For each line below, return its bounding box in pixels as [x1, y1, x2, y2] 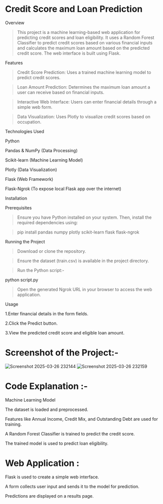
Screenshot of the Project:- [5, 347, 119, 358]
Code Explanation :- [5, 381, 88, 392]
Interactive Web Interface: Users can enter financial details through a [17, 99, 157, 104]
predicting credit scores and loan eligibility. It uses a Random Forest [17, 34, 155, 40]
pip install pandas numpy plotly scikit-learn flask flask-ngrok [17, 229, 139, 235]
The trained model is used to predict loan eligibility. [5, 440, 109, 446]
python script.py [5, 277, 38, 283]
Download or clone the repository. [17, 248, 86, 254]
